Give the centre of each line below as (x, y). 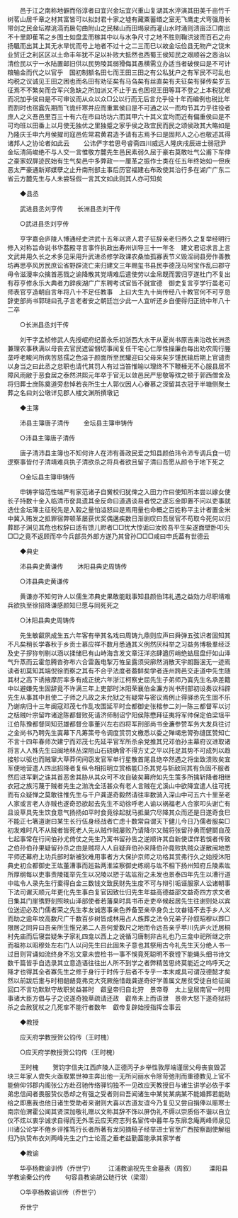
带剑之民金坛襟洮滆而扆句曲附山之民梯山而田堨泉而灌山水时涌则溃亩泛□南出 (119, 28)
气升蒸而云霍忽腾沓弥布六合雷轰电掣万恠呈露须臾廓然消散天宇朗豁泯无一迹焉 (119, 662)
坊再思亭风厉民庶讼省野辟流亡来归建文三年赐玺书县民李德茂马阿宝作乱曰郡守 (119, 265)
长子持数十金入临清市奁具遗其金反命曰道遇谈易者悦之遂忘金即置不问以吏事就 (119, 501)
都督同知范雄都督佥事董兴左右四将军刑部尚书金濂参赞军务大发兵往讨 (131, 724)
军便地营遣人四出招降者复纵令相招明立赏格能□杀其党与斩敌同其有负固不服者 (119, 768)
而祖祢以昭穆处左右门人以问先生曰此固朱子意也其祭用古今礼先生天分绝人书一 (119, 945)
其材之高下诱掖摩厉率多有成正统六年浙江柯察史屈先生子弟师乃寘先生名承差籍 (119, 679)
